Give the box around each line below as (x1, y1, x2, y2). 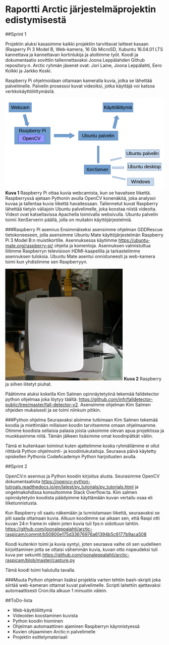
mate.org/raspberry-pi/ (5, 243, 53, 249)
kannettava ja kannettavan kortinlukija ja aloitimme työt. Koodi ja (5, 52, 139, 58)
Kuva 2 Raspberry (123, 376, 162, 382)
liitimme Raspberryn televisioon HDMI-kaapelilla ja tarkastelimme (5, 248, 140, 254)
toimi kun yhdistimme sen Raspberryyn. (5, 259, 88, 265)
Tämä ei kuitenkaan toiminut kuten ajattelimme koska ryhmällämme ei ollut (5, 443, 160, 449)
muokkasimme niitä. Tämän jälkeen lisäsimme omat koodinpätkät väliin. (5, 433, 153, 439)
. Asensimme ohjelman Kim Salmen (77, 402, 151, 408)
